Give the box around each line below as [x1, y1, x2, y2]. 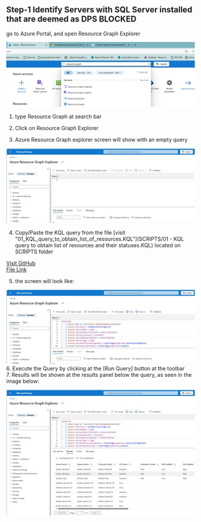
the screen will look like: [14, 278, 75, 285]
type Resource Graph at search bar [14, 113, 102, 120]
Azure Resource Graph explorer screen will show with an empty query [14, 136, 188, 143]
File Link [6, 266, 27, 274]
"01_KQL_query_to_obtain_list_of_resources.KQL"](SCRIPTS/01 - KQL [14, 235, 184, 242]
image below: [6, 377, 39, 385]
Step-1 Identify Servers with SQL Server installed [6, 5, 193, 15]
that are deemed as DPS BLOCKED [6, 14, 136, 24]
